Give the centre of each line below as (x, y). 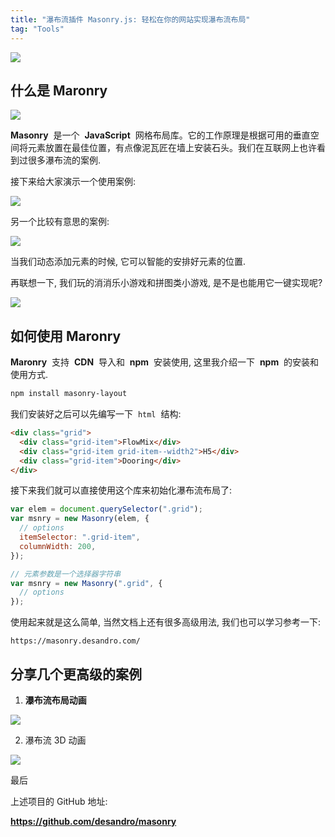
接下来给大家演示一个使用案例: (73, 182)
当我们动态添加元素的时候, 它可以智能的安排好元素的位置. (128, 262)
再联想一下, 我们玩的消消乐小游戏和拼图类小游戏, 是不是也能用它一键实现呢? (166, 283)
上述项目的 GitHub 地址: (59, 801)
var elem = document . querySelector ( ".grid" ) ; (106, 509)
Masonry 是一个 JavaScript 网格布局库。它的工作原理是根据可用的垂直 (160, 135)
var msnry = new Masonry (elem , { (80, 519)
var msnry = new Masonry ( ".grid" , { (86, 583)
